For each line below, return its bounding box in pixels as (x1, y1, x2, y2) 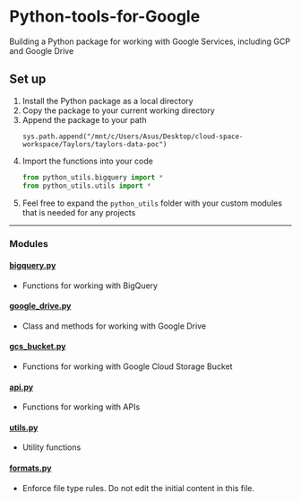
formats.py (9, 462, 52, 473)
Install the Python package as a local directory (21, 95, 194, 106)
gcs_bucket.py (9, 341, 66, 352)
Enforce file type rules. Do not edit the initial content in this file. (21, 482, 255, 493)
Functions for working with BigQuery (21, 280, 159, 291)
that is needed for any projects (21, 207, 136, 217)
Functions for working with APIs (21, 401, 141, 412)
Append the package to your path (21, 114, 147, 125)
